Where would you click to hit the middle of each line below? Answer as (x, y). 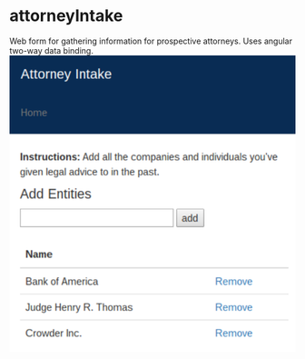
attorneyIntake (66, 16)
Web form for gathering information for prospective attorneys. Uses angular (151, 41)
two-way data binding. (51, 50)
